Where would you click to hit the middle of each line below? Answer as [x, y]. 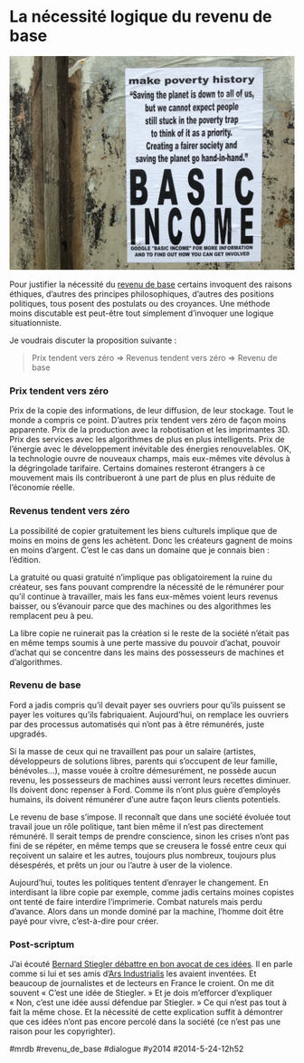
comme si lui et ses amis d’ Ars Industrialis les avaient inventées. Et [133, 973]
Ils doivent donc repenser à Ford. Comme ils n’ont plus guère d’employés [145, 790]
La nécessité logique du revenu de [141, 17]
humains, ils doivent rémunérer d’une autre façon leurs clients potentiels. [145, 799]
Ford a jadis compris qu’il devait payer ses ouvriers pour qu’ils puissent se [147, 705]
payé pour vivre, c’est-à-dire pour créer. [84, 921]
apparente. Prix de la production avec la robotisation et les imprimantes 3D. [150, 430]
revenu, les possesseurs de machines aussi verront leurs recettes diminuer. [150, 780]
